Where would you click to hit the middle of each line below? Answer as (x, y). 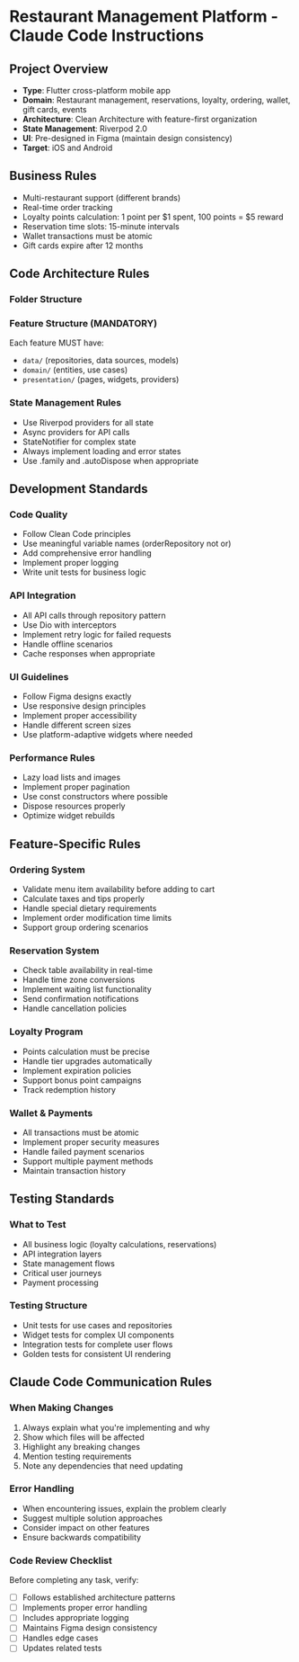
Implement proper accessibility (79, 715)
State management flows (68, 1263)
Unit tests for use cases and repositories (97, 1325)
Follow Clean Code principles (77, 534)
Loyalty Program (46, 1032)
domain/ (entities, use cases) (75, 370)
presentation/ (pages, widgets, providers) (101, 380)
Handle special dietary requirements (89, 908)
